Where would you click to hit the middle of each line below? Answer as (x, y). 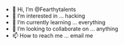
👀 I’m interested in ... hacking (49, 16)
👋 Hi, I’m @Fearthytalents (44, 9)
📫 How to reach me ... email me (53, 36)
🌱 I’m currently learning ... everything (59, 22)
